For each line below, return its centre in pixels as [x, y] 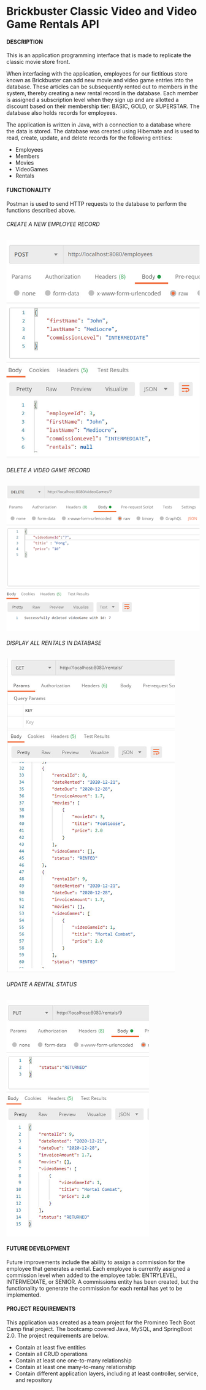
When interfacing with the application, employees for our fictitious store [97, 74]
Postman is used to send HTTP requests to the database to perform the [97, 203]
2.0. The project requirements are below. [58, 1335]
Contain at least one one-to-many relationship [73, 1360]
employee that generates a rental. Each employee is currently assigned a [98, 1268]
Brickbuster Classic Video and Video [102, 11]
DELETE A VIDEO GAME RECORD [48, 470]
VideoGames [32, 170]
